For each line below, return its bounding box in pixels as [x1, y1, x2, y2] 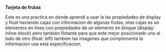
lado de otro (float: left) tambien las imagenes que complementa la [5, 35, 143, 41]
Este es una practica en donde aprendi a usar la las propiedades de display [5, 14, 161, 20]
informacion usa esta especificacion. [5, 41, 82, 47]
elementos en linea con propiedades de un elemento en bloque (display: [5, 25, 155, 31]
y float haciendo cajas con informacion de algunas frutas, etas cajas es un [5, 20, 159, 25]
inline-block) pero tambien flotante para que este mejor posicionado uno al [5, 30, 160, 36]
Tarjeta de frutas [5, 5, 41, 10]
